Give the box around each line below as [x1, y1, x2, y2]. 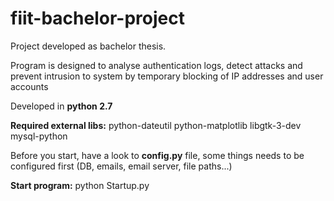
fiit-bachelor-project [10, 7, 185, 30]
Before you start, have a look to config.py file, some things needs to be [10, 149, 305, 161]
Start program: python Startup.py [10, 179, 150, 191]
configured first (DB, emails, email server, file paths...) [10, 160, 233, 172]
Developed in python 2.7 [10, 100, 113, 112]
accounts [10, 80, 49, 92]
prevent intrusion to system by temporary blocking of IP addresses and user [10, 70, 324, 82]
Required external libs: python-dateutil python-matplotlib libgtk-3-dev [10, 119, 302, 131]
